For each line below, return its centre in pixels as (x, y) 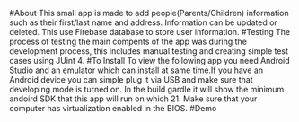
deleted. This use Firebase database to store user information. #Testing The (149, 32)
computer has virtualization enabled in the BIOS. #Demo (113, 108)
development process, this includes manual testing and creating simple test (149, 51)
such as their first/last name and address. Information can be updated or (144, 22)
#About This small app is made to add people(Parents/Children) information (149, 13)
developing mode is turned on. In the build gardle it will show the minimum (147, 89)
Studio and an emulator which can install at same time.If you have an (136, 70)
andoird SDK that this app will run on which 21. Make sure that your (133, 99)
